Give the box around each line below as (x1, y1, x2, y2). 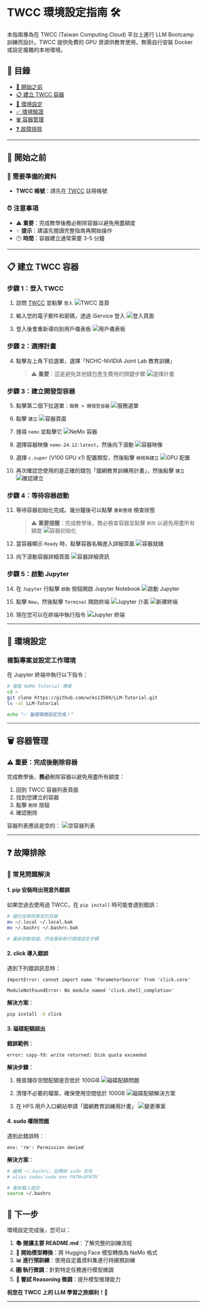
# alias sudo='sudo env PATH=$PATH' (7, 1173, 100, 1180)
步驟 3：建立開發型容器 (7, 386, 76, 395)
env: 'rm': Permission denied (7, 1144, 84, 1150)
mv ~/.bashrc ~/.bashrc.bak (7, 925, 79, 931)
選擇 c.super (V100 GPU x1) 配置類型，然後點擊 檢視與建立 (15, 454, 160, 462)
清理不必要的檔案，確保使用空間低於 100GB (15, 1089, 125, 1096)
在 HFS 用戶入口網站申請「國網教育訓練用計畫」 (15, 1102, 137, 1110)
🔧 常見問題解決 (7, 870, 51, 878)
